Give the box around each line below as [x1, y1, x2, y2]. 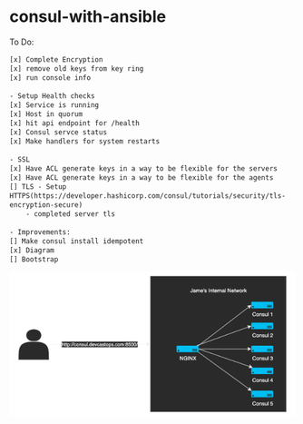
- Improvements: [9, 227, 71, 237]
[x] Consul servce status [9, 127, 107, 137]
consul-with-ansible [9, 6, 166, 27]
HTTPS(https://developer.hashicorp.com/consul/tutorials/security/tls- [9, 191, 286, 201]
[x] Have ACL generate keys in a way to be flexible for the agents [9, 173, 274, 182]
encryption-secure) [9, 200, 83, 210]
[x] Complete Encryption [9, 54, 103, 64]
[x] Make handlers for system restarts [9, 136, 161, 146]
